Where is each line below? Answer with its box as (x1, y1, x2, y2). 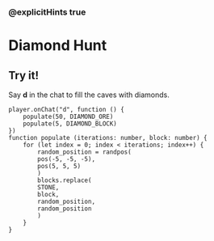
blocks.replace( (37, 176, 92, 184)
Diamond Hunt (8, 36, 107, 55)
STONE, (37, 183, 60, 192)
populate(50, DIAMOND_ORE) (23, 112, 114, 120)
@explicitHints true (8, 6, 86, 18)
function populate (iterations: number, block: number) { (8, 133, 208, 142)
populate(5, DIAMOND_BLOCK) (23, 120, 117, 128)
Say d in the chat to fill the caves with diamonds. (8, 90, 170, 99)
